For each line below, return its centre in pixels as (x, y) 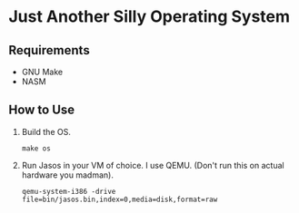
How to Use (42, 110)
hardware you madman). (68, 175)
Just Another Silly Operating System (149, 17)
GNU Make (42, 72)
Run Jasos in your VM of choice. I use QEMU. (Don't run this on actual (153, 165)
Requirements (49, 50)
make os (36, 148)
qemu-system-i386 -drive (69, 191)
